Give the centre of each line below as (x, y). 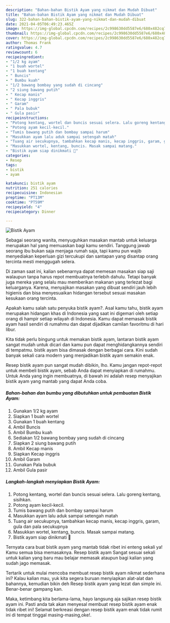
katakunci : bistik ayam (31, 183)
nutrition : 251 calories (32, 188)
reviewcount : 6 (22, 52)
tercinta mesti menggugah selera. (41, 262)
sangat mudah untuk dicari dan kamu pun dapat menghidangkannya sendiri (84, 345)
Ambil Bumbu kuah (33, 433)
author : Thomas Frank (29, 43)
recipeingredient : (25, 57)
